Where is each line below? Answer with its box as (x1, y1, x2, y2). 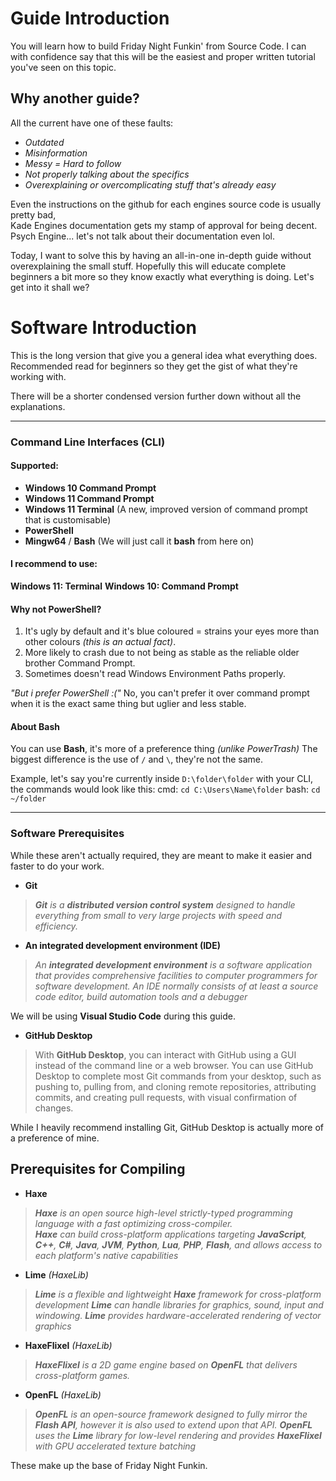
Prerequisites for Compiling (10, 1161, 186, 1178)
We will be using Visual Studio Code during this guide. (10, 1010, 236, 1022)
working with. (10, 370, 67, 382)
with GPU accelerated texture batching (34, 1440, 197, 1452)
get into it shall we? (10, 281, 90, 293)
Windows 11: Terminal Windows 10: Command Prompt (10, 580, 239, 592)
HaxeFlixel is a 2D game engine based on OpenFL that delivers (34, 1358, 298, 1371)
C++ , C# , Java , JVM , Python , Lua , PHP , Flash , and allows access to (34, 1238, 323, 1251)
